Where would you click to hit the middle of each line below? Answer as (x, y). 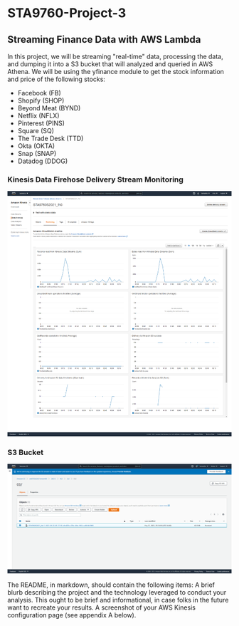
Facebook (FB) (39, 93)
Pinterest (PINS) (41, 123)
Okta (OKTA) (36, 146)
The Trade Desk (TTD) (51, 138)
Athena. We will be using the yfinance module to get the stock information (116, 72)
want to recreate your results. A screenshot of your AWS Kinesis (101, 607)
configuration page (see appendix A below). (72, 615)
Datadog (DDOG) (43, 161)
